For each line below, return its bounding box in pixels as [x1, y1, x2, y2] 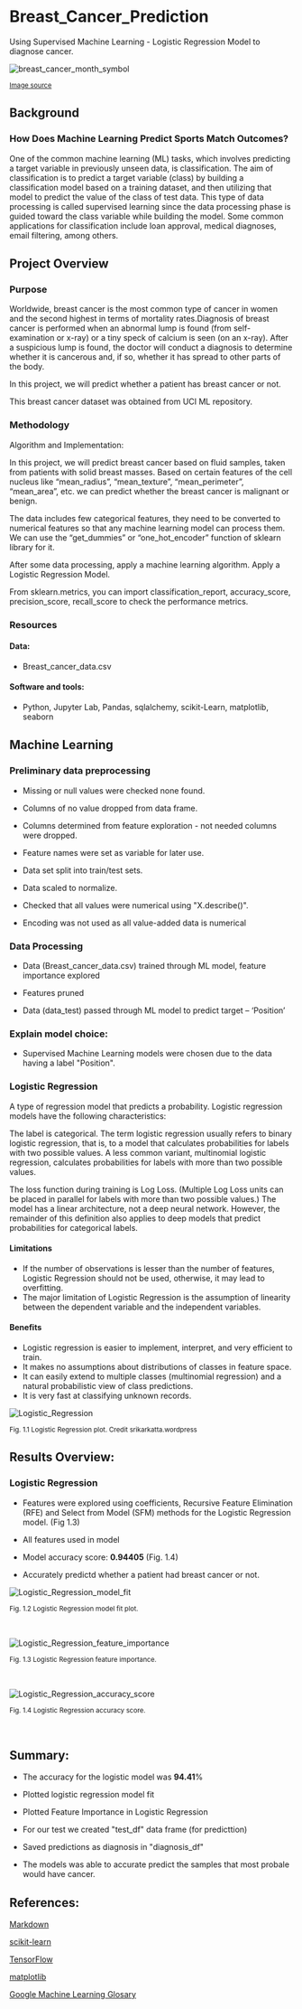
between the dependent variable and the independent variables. [22, 1301, 261, 1312]
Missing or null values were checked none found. [22, 784, 206, 796]
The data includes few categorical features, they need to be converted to [9, 512, 281, 523]
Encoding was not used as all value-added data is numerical [22, 917, 246, 928]
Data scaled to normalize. [22, 882, 118, 893]
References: [9, 1895, 79, 1910]
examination [9, 333, 55, 343]
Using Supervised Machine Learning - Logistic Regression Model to [9, 36, 261, 47]
